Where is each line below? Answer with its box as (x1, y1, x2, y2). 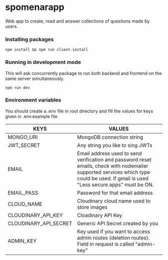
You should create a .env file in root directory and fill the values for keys (5, 108, 153, 114)
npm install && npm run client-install (5, 47, 88, 52)
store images (77, 203, 108, 210)
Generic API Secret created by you (77, 219, 158, 226)
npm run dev (5, 85, 30, 90)
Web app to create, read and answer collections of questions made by (5, 18, 150, 24)
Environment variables (5, 96, 61, 103)
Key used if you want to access (77, 228, 150, 235)
